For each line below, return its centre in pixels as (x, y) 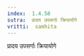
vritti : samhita (32, 26)
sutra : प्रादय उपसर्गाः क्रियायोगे (42, 20)
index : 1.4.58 (29, 13)
